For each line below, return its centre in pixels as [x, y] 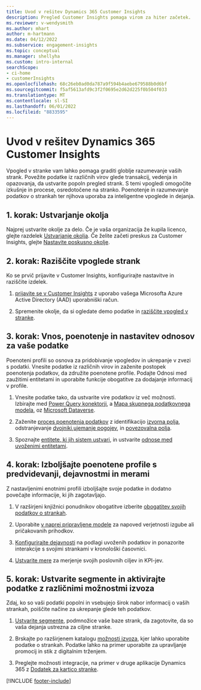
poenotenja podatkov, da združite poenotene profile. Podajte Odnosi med [97, 373]
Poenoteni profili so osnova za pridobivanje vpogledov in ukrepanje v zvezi [99, 360]
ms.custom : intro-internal [40, 62]
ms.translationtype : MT [36, 95]
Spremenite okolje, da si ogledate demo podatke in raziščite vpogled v [101, 311]
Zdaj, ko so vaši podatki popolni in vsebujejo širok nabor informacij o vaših [98, 603]
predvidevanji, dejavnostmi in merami [78, 474]
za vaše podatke [37, 346]
